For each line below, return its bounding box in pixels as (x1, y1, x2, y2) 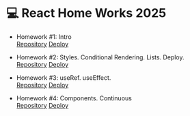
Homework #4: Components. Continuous (16, 93, 133, 102)
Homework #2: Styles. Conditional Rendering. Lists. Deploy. (16, 53, 185, 61)
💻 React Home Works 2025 (6, 5, 167, 21)
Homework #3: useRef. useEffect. (16, 73, 111, 82)
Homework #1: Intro (16, 32, 72, 41)
